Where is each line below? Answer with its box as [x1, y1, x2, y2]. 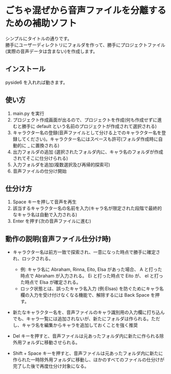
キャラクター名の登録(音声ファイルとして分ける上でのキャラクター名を [12, 129, 162, 136]
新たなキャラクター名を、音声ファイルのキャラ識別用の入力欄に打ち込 [12, 309, 161, 316]
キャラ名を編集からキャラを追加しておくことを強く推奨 [21, 322, 138, 328]
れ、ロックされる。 [12, 256, 54, 262]
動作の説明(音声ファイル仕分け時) [5, 234, 111, 243]
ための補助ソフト [5, 17, 78, 29]
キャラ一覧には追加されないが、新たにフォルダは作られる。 [26, 316, 152, 322]
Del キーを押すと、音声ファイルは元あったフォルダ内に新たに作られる [12, 333, 160, 339]
